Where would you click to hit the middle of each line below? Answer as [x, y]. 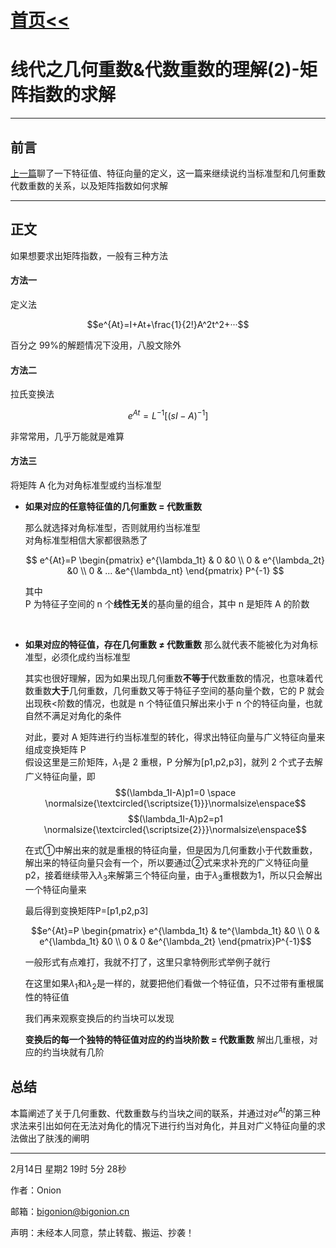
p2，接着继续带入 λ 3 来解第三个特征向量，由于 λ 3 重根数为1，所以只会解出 [173, 876]
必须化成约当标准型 [91, 657]
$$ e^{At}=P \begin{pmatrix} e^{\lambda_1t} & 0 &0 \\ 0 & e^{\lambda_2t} [175, 560]
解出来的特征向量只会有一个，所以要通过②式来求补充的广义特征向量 [167, 862]
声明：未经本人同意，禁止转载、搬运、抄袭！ [102, 1232]
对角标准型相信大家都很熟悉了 [86, 540]
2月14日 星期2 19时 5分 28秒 [68, 1168]
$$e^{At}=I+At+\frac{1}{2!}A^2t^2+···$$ [168, 324]
